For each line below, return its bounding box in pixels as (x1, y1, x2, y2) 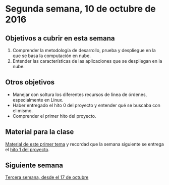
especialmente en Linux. (12, 97, 64, 103)
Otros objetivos (5, 78, 55, 86)
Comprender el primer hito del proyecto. (12, 113, 97, 119)
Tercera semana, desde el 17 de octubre (5, 174, 89, 180)
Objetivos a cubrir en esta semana (5, 34, 115, 42)
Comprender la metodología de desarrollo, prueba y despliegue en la (12, 48, 156, 53)
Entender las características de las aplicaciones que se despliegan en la (12, 58, 162, 64)
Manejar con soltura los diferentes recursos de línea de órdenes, (12, 91, 147, 98)
